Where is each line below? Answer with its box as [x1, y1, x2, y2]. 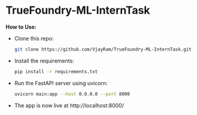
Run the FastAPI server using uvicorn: [14, 79, 108, 86]
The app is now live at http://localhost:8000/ [14, 102, 124, 109]
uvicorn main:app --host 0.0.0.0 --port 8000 [14, 91, 130, 97]
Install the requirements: [14, 57, 74, 64]
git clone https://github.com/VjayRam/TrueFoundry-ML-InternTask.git [14, 46, 192, 52]
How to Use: [5, 23, 37, 30]
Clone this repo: [14, 35, 54, 42]
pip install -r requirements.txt [14, 69, 98, 74]
